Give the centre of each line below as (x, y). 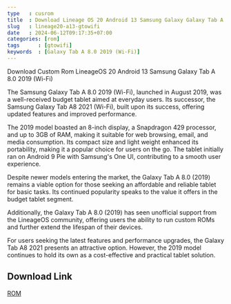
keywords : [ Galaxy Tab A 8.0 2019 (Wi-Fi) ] (73, 52)
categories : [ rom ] (33, 39)
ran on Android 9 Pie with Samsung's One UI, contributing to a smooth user (114, 156)
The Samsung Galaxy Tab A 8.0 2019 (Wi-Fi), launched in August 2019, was (114, 92)
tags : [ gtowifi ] (40, 45)
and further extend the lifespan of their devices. (75, 227)
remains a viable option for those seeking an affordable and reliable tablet (112, 184)
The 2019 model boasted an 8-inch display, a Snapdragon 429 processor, (112, 127)
